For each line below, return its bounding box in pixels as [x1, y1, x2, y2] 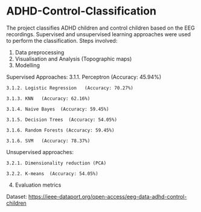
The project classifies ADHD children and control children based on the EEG [6, 24, 195, 31]
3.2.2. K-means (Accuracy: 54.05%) [6, 170, 98, 176]
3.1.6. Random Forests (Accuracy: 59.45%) [6, 127, 115, 133]
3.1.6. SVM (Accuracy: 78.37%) [6, 138, 91, 144]
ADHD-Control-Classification [6, 4, 157, 18]
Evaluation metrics [14, 181, 62, 188]
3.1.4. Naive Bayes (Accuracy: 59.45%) [6, 106, 110, 112]
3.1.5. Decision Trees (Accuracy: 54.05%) [6, 117, 118, 123]
